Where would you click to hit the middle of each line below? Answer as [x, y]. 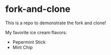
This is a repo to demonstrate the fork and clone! [56, 23]
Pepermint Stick [29, 42]
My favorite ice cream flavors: [36, 32]
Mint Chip [23, 47]
